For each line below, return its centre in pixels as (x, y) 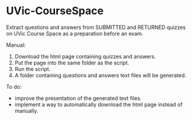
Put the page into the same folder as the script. (72, 63)
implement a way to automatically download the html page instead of (99, 104)
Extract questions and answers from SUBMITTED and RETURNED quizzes (96, 27)
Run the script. (32, 69)
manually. (26, 111)
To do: (14, 86)
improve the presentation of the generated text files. (78, 98)
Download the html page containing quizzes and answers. (85, 56)
